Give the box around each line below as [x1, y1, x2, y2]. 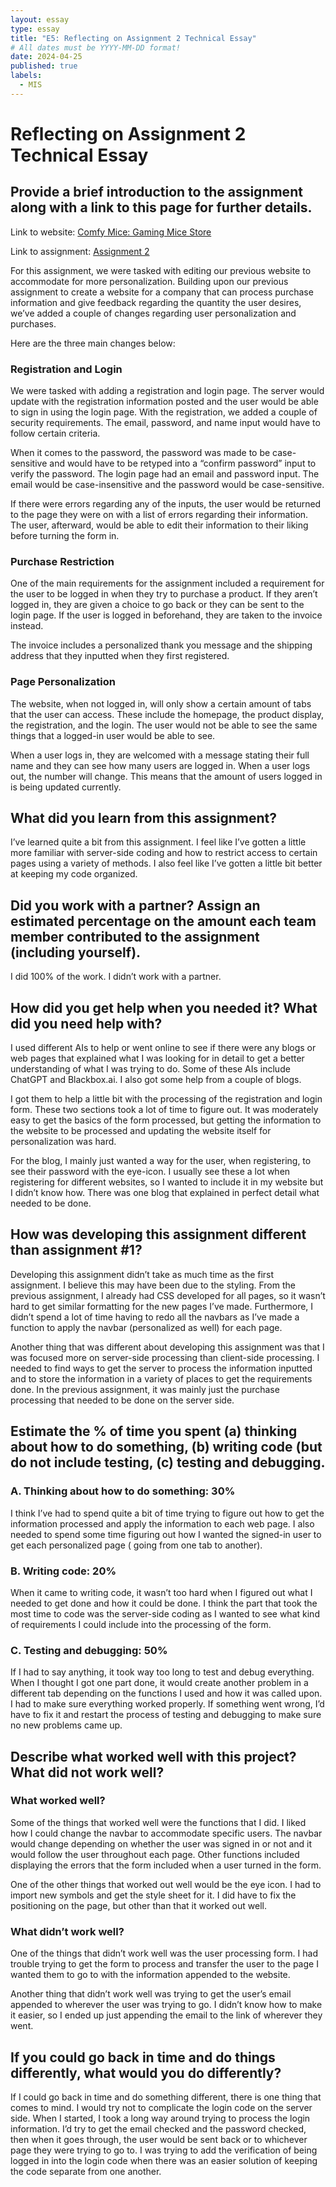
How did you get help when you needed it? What [10, 999, 318, 1016]
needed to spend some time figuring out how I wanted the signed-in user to [10, 1528, 322, 1540]
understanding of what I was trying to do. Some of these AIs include [10, 1063, 291, 1075]
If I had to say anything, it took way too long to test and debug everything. [10, 1666, 315, 1678]
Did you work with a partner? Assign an [10, 897, 261, 914]
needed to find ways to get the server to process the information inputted [10, 1362, 313, 1374]
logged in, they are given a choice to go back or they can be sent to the [10, 599, 305, 611]
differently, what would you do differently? [10, 2064, 282, 2081]
